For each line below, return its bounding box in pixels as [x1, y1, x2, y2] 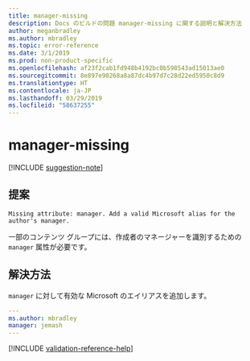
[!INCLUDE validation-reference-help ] [8, 343, 133, 354]
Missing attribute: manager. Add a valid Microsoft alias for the [8, 210, 236, 218]
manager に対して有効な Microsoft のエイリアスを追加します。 [8, 290, 211, 300]
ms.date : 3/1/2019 [8, 49, 70, 57]
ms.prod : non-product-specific [8, 57, 113, 65]
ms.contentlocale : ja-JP [8, 86, 92, 95]
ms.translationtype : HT [8, 79, 88, 87]
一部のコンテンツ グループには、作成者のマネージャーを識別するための [8, 232, 243, 241]
